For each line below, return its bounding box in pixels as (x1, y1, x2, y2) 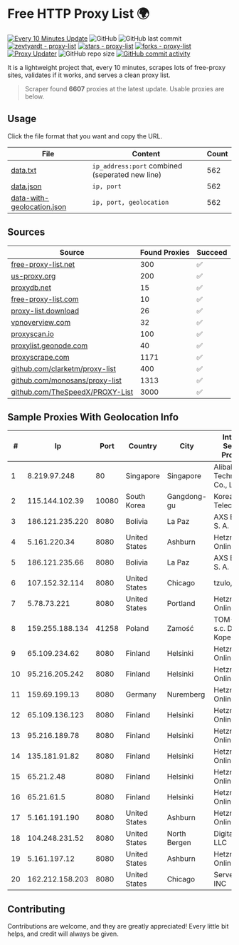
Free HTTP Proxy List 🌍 (7, 6, 150, 22)
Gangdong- (166, 492, 208, 502)
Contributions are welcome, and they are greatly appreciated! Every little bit (7, 922, 229, 931)
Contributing (7, 903, 65, 915)
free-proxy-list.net (11, 259, 75, 269)
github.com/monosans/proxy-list (11, 375, 122, 385)
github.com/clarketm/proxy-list (11, 363, 116, 373)
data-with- (11, 193, 50, 203)
